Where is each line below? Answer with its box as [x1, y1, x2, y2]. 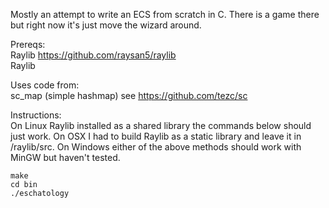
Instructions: [10, 109, 62, 121]
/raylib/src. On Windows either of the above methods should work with [10, 141, 302, 153]
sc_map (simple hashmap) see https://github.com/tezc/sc [10, 90, 248, 101]
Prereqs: [10, 39, 46, 50]
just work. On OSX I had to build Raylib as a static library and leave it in [10, 130, 302, 142]
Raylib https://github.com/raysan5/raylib [10, 49, 177, 61]
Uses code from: [10, 79, 80, 91]
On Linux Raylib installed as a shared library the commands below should [10, 120, 312, 131]
